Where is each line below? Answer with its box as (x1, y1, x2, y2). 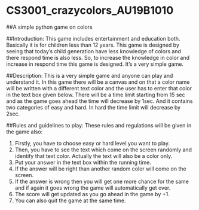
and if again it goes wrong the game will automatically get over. (14, 184, 171, 191)
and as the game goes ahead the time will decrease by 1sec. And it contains (6, 97, 193, 105)
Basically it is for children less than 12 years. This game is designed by (6, 41, 180, 48)
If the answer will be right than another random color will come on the (14, 165, 186, 172)
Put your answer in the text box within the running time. (14, 159, 151, 166)
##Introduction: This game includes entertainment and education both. (6, 35, 180, 42)
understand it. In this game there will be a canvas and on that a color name (6, 78, 190, 86)
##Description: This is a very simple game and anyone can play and (6, 72, 173, 79)
